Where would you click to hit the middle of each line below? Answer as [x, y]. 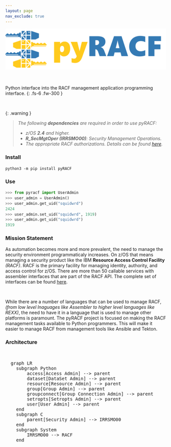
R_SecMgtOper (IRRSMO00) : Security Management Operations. [93, 139]
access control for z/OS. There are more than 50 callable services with [80, 271]
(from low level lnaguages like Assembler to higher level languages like [80, 307]
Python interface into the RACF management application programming [79, 88]
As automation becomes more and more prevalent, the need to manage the [84, 249]
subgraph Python [36, 368]
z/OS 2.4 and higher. [47, 133]
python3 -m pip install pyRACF [39, 168]
